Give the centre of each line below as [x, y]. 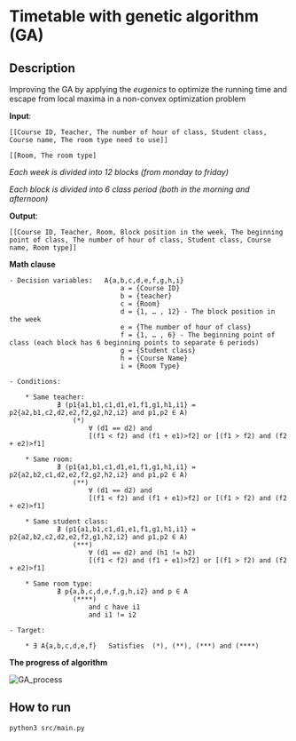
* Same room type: [59, 584]
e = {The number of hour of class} [186, 327]
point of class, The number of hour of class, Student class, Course [140, 240]
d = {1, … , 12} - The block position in [198, 312]
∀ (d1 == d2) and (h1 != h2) [142, 553]
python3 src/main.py [47, 728]
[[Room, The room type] [53, 155]
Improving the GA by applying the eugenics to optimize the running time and [148, 89]
